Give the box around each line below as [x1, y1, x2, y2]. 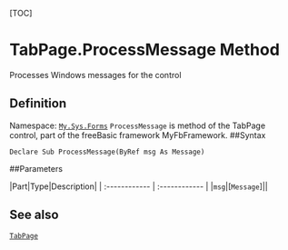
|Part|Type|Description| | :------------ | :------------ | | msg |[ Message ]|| [9, 181, 268, 192]
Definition [9, 95, 66, 112]
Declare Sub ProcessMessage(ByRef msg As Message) [9, 147, 205, 156]
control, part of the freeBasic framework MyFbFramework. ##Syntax [9, 129, 266, 140]
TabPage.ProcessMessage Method [9, 40, 280, 60]
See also [9, 207, 59, 223]
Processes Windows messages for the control [9, 69, 182, 80]
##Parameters [9, 163, 64, 174]
